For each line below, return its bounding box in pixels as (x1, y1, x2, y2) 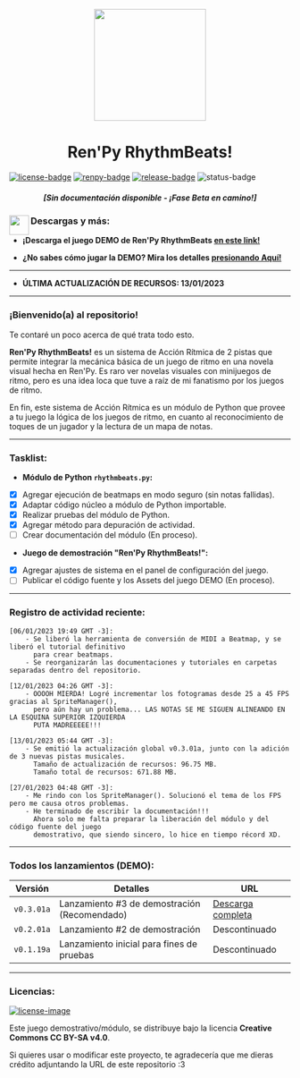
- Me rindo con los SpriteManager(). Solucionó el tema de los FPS (25, 791, 281, 800)
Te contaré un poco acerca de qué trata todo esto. (9, 329, 195, 340)
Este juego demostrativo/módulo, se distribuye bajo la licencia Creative (9, 1023, 272, 1033)
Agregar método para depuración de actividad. (21, 520, 196, 531)
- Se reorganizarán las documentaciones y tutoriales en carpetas (25, 658, 278, 666)
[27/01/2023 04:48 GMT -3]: (9, 783, 114, 792)
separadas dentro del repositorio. (9, 666, 142, 675)
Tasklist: (9, 452, 47, 464)
